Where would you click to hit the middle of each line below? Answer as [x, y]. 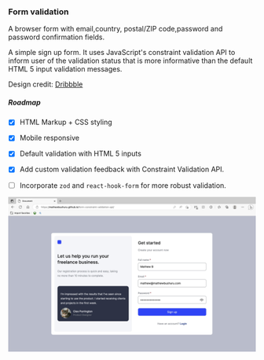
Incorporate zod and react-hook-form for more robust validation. [123, 185]
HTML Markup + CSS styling [66, 122]
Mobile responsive [49, 138]
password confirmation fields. [57, 37]
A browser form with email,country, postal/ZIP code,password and [115, 29]
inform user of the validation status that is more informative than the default [130, 61]
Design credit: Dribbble [46, 84]
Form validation [38, 12]
